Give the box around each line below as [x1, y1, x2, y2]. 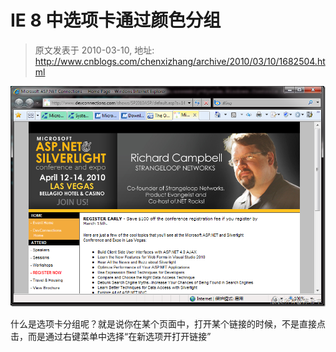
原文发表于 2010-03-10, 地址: [34, 44, 155, 56]
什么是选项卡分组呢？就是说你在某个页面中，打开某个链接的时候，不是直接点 [10, 317, 326, 330]
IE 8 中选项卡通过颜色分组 [10, 9, 222, 32]
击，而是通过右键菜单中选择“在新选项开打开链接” [10, 330, 212, 342]
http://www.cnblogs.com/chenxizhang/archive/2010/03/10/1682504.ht [34, 55, 326, 67]
